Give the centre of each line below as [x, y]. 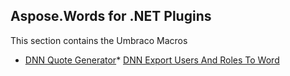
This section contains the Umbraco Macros [99, 40]
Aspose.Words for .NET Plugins [111, 16]
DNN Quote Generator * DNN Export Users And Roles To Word [152, 60]
